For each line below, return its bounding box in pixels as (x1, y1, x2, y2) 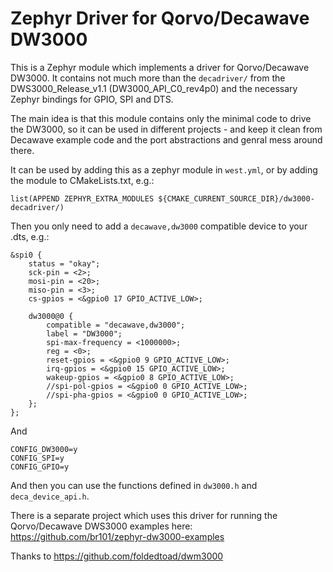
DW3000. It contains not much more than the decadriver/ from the (10, 72, 286, 84)
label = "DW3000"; (46, 328, 123, 339)
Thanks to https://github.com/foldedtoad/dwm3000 (10, 550, 224, 562)
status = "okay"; (28, 258, 101, 269)
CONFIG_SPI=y (10, 453, 65, 463)
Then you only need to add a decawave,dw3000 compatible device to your (10, 220, 308, 232)
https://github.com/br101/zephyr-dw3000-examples (10, 530, 225, 542)
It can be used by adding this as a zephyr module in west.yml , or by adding (10, 163, 318, 176)
